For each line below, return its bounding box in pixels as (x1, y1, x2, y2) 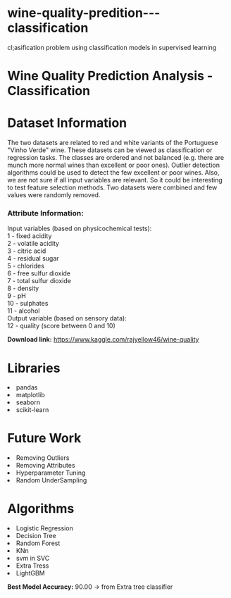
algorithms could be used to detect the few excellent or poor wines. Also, (7, 168, 220, 177)
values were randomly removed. (7, 191, 101, 199)
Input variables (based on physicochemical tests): (7, 224, 152, 233)
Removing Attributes (16, 461, 75, 470)
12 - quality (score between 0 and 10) (7, 322, 116, 330)
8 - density (7, 284, 39, 293)
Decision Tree (16, 532, 56, 540)
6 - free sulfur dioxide (7, 269, 71, 278)
